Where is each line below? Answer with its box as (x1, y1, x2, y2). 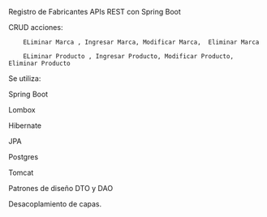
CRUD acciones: (8, 23, 63, 32)
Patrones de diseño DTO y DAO (8, 184, 114, 193)
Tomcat (8, 168, 34, 177)
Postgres (8, 152, 39, 161)
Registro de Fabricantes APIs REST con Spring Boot (8, 7, 181, 16)
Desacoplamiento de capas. (8, 199, 102, 209)
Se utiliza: (8, 74, 41, 83)
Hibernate (8, 121, 42, 130)
